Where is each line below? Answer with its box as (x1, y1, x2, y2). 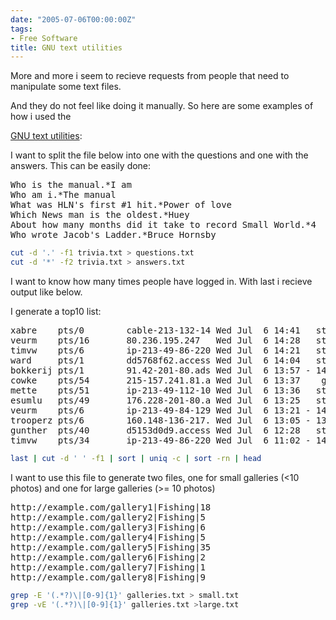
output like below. (10, 286, 83, 298)
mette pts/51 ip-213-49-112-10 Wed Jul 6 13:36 (10, 385, 301, 396)
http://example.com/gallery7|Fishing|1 (10, 561, 206, 573)
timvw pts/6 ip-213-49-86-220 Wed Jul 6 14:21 (10, 345, 301, 356)
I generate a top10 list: (10, 306, 102, 317)
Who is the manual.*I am (10, 179, 132, 191)
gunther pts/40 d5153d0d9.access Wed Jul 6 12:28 (10, 425, 301, 436)
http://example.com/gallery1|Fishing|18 (10, 501, 212, 513)
